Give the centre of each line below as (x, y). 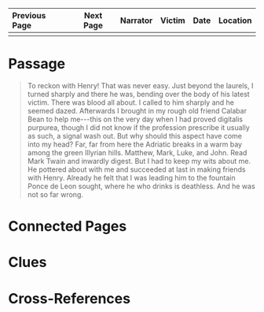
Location (235, 20)
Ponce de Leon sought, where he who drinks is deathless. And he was (141, 186)
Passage (37, 64)
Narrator (136, 20)
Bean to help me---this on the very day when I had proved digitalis (135, 119)
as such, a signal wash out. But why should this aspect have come (134, 136)
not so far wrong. (55, 194)
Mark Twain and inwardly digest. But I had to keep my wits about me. (139, 161)
